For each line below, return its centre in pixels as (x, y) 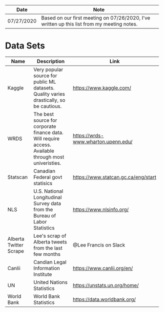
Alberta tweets (50, 242)
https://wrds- (88, 135)
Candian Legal (50, 262)
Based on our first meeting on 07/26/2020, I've (96, 18)
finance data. (48, 133)
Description (51, 61)
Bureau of (45, 216)
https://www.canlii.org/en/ (103, 268)
